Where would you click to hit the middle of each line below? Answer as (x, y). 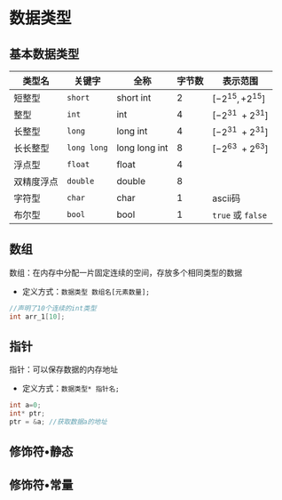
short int (134, 97)
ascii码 (227, 198)
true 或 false (240, 215)
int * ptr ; (27, 414)
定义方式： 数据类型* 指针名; (70, 389)
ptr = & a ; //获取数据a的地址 (59, 422)
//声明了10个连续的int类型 (53, 308)
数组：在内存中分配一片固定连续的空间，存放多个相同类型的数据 (125, 272)
